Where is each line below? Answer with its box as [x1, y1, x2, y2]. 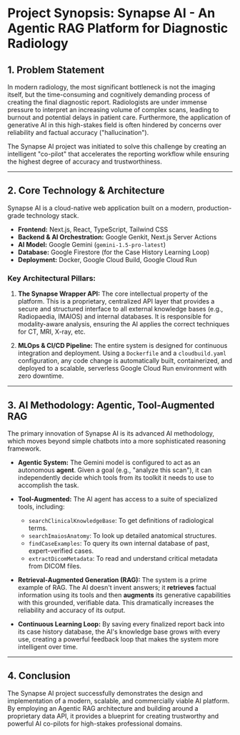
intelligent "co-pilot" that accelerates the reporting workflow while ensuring [7, 150, 230, 158]
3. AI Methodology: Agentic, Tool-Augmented [7, 399, 215, 411]
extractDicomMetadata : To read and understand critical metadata [28, 554, 218, 562]
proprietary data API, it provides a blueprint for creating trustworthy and [7, 711, 219, 720]
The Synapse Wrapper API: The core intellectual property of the [17, 289, 209, 298]
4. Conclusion [7, 670, 71, 682]
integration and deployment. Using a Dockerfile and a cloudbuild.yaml [17, 349, 227, 358]
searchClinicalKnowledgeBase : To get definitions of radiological [28, 516, 214, 524]
